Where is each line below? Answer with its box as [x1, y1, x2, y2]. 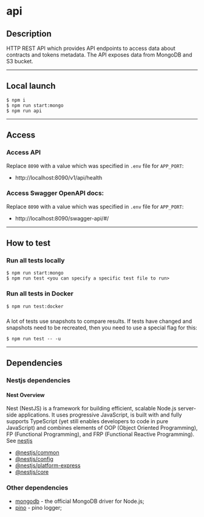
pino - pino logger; [15, 504, 62, 511]
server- [177, 405, 196, 412]
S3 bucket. [6, 58, 33, 65]
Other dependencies [6, 484, 69, 492]
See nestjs [6, 437, 33, 445]
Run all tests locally [6, 256, 65, 265]
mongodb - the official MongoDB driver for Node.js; [15, 498, 144, 505]
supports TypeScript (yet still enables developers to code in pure [6, 418, 169, 425]
